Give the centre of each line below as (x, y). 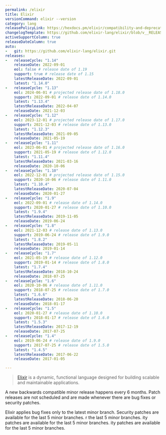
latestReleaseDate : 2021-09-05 (46, 134)
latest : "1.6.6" (31, 295)
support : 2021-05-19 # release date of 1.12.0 (63, 152)
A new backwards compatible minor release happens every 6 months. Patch (83, 392)
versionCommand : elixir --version (41, 19)
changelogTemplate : (25, 33)
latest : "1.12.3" (32, 129)
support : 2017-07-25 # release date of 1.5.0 (62, 345)
